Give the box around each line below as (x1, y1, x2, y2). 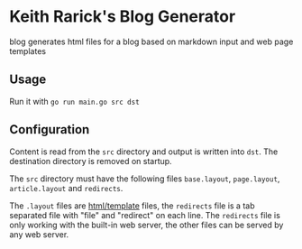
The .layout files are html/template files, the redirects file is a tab (9, 200, 255, 211)
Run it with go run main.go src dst (9, 96, 140, 106)
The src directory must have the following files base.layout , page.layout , (9, 173, 280, 184)
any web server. (9, 228, 69, 240)
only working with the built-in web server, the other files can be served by (9, 219, 284, 230)
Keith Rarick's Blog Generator (9, 6, 236, 27)
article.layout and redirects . (9, 182, 124, 193)
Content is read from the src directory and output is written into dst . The (9, 146, 279, 157)
